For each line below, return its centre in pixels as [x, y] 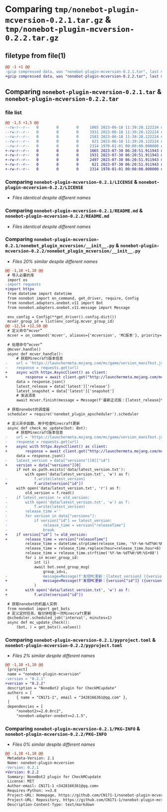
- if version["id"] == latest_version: [59, 521]
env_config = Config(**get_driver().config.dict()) [62, 317]
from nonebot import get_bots [39, 609]
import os [17, 280]
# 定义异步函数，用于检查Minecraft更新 [44, 423]
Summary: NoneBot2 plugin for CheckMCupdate [54, 777]
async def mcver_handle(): [35, 354]
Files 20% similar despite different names [55, 261]
